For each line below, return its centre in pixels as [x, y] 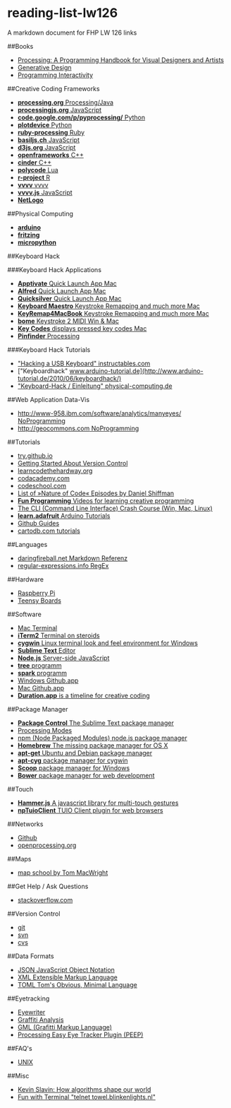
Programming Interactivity [55, 75]
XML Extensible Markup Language [67, 977]
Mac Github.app [41, 688]
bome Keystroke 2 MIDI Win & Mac [68, 321]
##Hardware [26, 579]
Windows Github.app [48, 680]
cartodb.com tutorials [49, 531]
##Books [20, 46]
